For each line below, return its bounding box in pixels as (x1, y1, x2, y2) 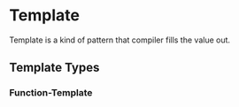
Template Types (9, 60, 100, 75)
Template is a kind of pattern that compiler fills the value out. (9, 34, 231, 45)
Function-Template (9, 87, 93, 99)
